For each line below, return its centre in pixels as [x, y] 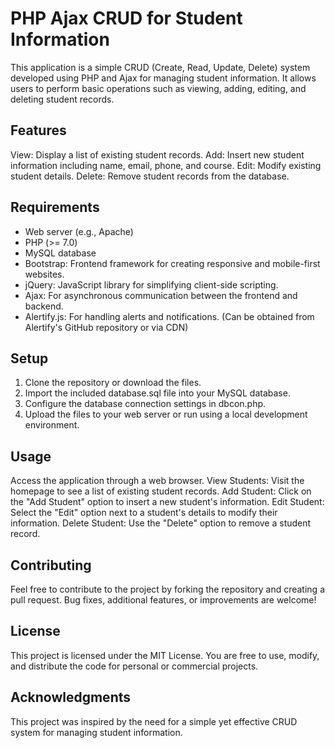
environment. [52, 425]
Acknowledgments [71, 697]
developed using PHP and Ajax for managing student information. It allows [163, 78]
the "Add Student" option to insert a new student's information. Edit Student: [167, 502]
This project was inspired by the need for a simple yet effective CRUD [154, 721]
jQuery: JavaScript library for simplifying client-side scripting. [151, 284]
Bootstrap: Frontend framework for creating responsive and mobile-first [172, 263]
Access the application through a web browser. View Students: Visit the [157, 481]
